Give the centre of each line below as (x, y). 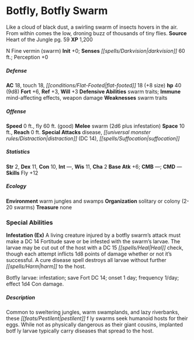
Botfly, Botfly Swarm (57, 11)
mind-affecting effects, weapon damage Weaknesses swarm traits (87, 97)
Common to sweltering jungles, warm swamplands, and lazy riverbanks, (93, 312)
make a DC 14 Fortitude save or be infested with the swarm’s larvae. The (93, 242)
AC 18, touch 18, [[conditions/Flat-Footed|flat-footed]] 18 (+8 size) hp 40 (94, 85)
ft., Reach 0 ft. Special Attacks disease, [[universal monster (78, 132)
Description (21, 297)
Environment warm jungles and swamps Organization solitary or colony (93, 201)
